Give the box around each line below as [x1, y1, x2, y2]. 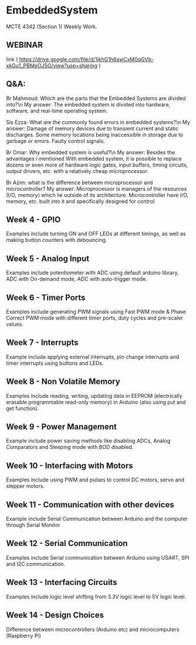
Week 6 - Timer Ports [6, 292, 86, 302]
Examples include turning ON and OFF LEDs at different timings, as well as [6, 230, 186, 237]
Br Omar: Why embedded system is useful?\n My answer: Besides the [6, 148, 175, 156]
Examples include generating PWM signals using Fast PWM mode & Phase [6, 308, 187, 315]
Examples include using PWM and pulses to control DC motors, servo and [6, 476, 185, 483]
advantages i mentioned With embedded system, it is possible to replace [6, 155, 182, 162]
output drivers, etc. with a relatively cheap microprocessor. [6, 167, 148, 174]
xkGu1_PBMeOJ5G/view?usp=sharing [6, 62, 98, 69]
